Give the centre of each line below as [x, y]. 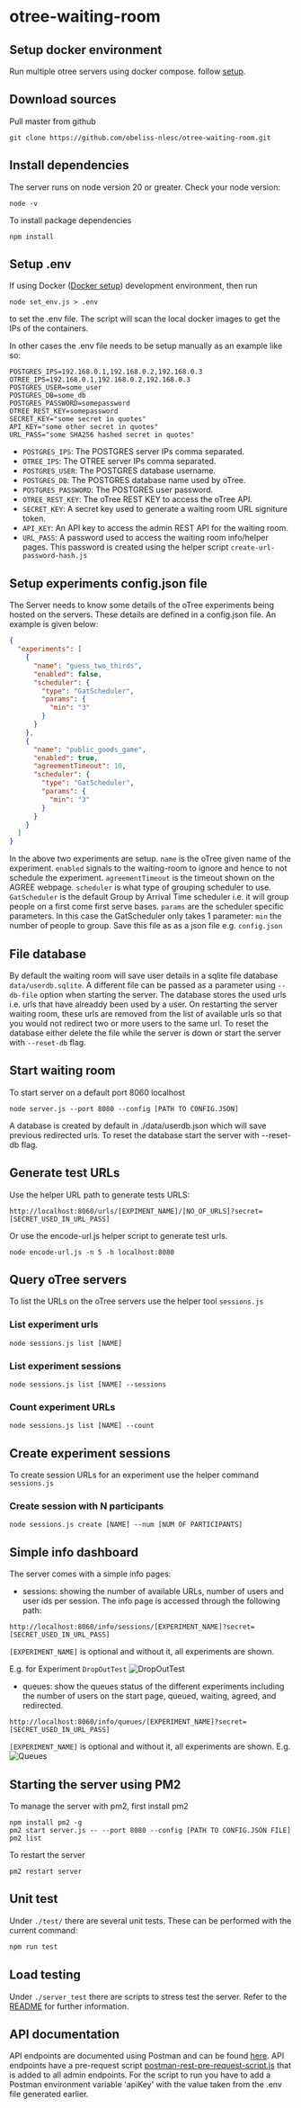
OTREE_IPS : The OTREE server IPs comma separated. [119, 462]
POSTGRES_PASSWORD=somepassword [70, 404]
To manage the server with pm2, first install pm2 [99, 1806]
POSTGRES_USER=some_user [56, 388]
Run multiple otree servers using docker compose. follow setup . [128, 71]
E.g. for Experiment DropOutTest [68, 1669]
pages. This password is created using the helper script [125, 547]
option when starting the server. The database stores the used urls [164, 994]
